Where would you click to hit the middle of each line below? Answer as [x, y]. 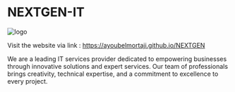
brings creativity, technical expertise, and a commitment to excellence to [113, 74]
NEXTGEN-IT [46, 12]
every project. [28, 81]
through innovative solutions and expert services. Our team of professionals [117, 66]
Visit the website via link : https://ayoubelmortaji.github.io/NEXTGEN [106, 45]
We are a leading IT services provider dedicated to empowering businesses [117, 59]
